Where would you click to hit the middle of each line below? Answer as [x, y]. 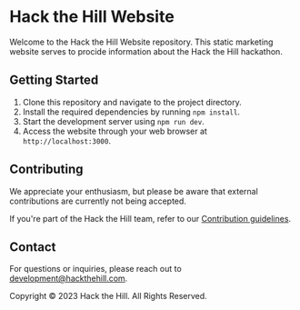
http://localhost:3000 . [67, 140]
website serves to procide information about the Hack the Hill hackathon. [146, 51]
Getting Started [54, 80]
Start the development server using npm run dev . [113, 121]
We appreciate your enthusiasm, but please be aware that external [134, 191]
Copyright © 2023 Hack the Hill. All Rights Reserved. [108, 296]
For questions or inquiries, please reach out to [95, 269]
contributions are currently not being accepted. [98, 201]
